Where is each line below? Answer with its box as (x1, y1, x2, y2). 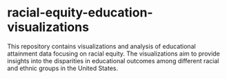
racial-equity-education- (7, 5, 153, 21)
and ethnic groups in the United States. (7, 64, 119, 72)
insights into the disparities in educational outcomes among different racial (7, 56, 219, 65)
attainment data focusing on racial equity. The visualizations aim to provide (7, 49, 221, 58)
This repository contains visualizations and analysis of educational (7, 42, 196, 50)
